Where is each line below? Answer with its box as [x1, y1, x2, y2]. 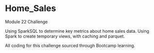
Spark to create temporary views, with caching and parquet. [5, 33, 125, 39]
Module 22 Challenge [5, 19, 48, 25]
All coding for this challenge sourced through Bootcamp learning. [5, 42, 136, 48]
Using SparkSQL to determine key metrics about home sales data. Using [5, 28, 149, 34]
